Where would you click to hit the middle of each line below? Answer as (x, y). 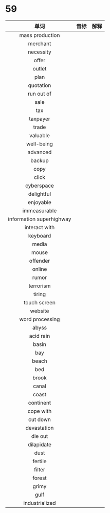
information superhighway (40, 219)
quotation (40, 85)
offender (40, 261)
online (40, 269)
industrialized (40, 503)
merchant (40, 43)
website (40, 310)
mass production (40, 35)
